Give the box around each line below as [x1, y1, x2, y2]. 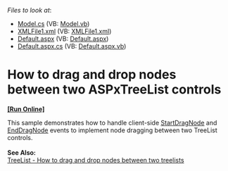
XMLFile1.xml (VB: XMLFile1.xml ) [17, 27, 112, 35]
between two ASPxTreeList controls [7, 82, 222, 98]
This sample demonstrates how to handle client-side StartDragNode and [7, 118, 217, 127]
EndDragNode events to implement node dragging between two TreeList [7, 126, 218, 134]
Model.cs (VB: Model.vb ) [17, 20, 90, 27]
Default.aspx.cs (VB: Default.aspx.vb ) [17, 42, 127, 50]
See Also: [7, 148, 37, 157]
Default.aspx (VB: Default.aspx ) [17, 34, 109, 43]
